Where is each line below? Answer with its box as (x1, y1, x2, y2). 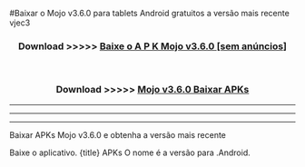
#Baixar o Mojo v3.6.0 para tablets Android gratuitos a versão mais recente (9, 8, 290, 18)
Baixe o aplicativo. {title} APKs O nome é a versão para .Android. (9, 147, 251, 158)
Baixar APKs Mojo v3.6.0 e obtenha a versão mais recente (9, 129, 227, 140)
